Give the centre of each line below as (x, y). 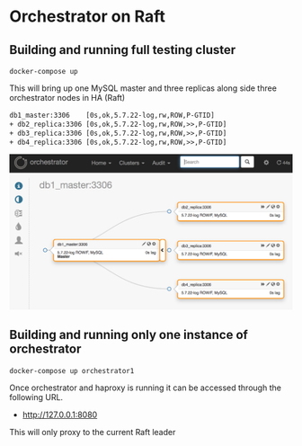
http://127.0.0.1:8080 (60, 415)
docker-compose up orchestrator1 (72, 370)
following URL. (36, 397)
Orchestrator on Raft (88, 17)
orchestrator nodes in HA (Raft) (67, 98)
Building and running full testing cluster (123, 50)
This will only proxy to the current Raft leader (93, 432)
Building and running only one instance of (129, 335)
